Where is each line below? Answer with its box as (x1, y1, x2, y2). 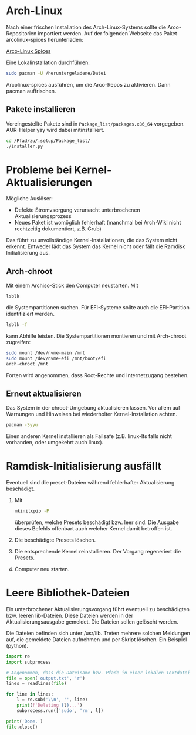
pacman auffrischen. (6, 87, 56, 94)
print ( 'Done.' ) (6, 718, 43, 724)
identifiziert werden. (6, 311, 55, 317)
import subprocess (6, 659, 51, 665)
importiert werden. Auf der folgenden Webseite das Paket (38, 29, 177, 37)
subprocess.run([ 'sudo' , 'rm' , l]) (16, 707, 104, 714)
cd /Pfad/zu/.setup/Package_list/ (6, 137, 91, 144)
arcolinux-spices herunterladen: (6, 36, 83, 43)
